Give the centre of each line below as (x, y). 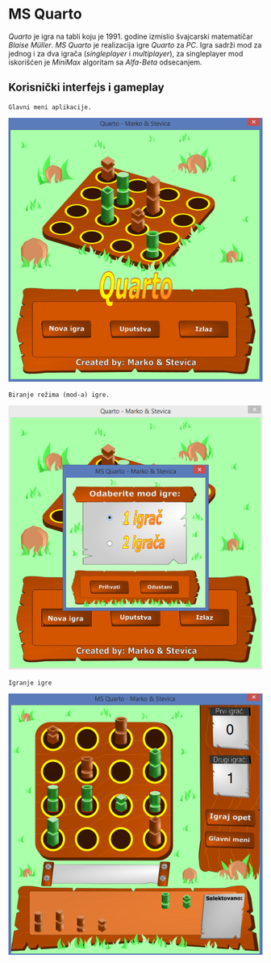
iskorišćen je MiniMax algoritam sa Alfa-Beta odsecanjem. (105, 62)
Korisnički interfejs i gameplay (86, 88)
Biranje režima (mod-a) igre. (59, 395)
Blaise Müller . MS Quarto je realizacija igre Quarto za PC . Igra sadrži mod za (135, 44)
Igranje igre (30, 683)
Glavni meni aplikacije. (50, 107)
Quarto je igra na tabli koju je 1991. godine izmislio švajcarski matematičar (131, 36)
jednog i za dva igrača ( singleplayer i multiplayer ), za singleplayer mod (126, 53)
